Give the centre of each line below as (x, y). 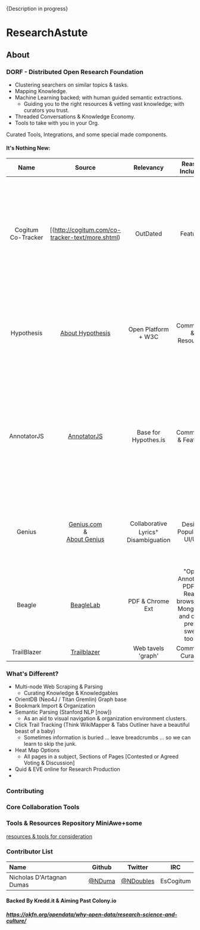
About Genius (85, 539)
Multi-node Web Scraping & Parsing (59, 687)
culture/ (16, 921)
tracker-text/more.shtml (84, 237)
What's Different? (32, 674)
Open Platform (149, 329)
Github (102, 867)
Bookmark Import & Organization (55, 706)
